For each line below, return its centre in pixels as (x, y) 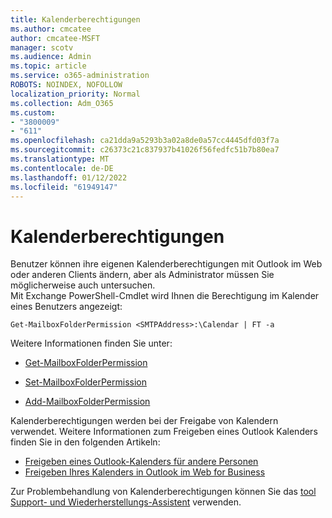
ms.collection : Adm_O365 (62, 103)
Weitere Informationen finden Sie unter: (91, 343)
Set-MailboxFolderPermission (85, 382)
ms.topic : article (48, 66)
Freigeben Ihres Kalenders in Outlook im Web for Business (145, 472)
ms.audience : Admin (51, 57)
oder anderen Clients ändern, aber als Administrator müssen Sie (142, 275)
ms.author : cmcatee (51, 29)
